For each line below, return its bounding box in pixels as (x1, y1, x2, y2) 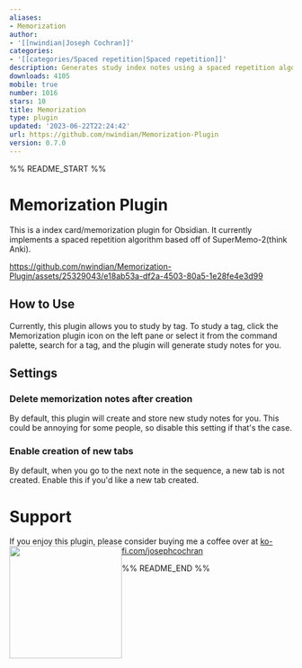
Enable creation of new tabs (9, 445, 134, 458)
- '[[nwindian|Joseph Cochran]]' (9, 38, 135, 48)
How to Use (9, 297, 75, 312)
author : (9, 30, 39, 39)
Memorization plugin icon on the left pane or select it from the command (9, 330, 278, 341)
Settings (9, 365, 58, 380)
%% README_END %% (121, 563, 211, 574)
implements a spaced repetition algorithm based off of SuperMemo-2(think (9, 234, 288, 245)
